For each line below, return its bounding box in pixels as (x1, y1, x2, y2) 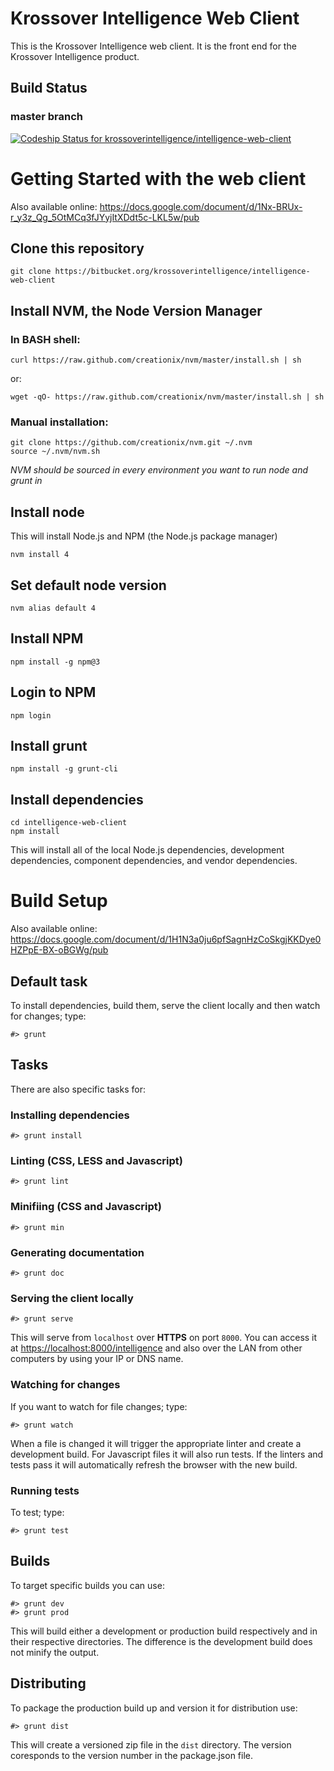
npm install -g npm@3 (10, 657, 101, 667)
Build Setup (10, 890, 108, 912)
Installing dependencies (10, 1108, 130, 1122)
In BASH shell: (10, 332, 81, 346)
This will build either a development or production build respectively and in (10, 1625, 318, 1637)
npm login (10, 710, 52, 721)
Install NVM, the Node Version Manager (10, 302, 263, 319)
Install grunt (10, 738, 88, 754)
